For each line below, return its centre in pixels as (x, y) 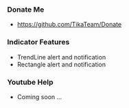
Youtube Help (30, 82)
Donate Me (26, 10)
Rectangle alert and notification (61, 64)
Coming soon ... (39, 96)
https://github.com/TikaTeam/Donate (69, 25)
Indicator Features (38, 42)
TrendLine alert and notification (61, 57)
